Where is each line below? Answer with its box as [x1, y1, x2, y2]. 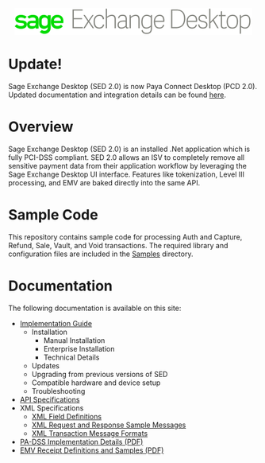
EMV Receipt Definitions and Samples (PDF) [19, 445, 164, 455]
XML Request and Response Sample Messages [31, 420, 186, 430]
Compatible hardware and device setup [31, 378, 161, 387]
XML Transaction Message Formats [31, 428, 148, 438]
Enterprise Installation [43, 344, 115, 353]
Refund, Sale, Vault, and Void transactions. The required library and [8, 240, 229, 250]
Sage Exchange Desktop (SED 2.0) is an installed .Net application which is [8, 144, 251, 154]
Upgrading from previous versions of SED [31, 369, 168, 379]
